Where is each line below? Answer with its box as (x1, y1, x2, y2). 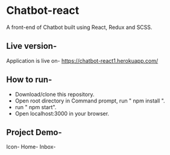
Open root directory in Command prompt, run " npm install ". (14, 97, 165, 104)
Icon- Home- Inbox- (6, 143, 56, 151)
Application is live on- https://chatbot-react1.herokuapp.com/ (6, 57, 159, 64)
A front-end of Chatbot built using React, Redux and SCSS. (6, 24, 153, 31)
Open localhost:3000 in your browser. (14, 110, 110, 117)
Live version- (6, 41, 57, 51)
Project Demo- (6, 127, 62, 138)
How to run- (6, 75, 52, 85)
